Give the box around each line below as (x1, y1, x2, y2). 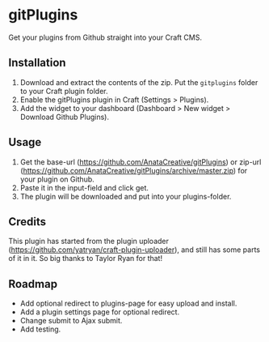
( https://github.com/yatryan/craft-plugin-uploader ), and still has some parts (8, 245, 261, 254)
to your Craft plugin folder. (19, 86, 108, 96)
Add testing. (19, 324, 61, 334)
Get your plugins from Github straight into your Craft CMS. (8, 32, 202, 42)
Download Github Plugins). (19, 112, 109, 122)
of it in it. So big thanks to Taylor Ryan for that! (8, 254, 163, 263)
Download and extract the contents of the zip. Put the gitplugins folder (19, 77, 258, 87)
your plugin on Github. (19, 174, 95, 184)
